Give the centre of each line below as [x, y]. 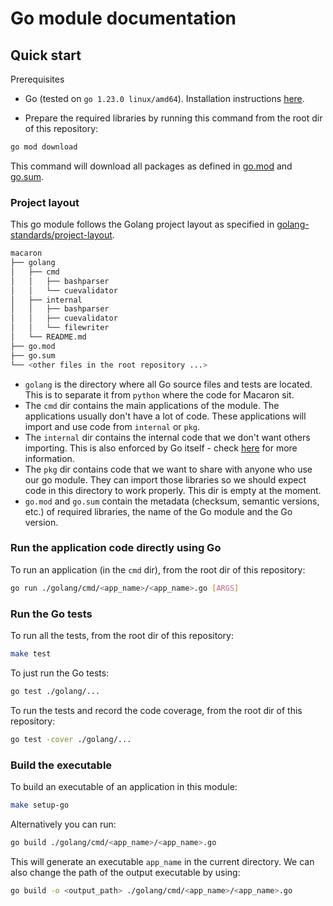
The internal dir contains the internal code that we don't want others [167, 437]
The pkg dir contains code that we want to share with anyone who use [168, 469]
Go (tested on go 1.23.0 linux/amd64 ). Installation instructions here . [164, 98]
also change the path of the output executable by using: [125, 872]
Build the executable [61, 765]
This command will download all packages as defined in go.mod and [151, 166]
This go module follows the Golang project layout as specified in [142, 224]
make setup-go [40, 805]
